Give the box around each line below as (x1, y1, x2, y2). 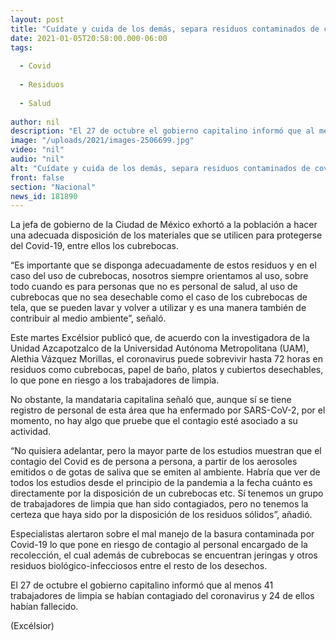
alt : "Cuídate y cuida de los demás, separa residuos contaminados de (10, 163, 311, 173)
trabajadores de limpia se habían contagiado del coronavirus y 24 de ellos (10, 590, 315, 602)
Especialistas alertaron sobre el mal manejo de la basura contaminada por (10, 528, 315, 540)
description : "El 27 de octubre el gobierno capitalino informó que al (10, 126, 315, 136)
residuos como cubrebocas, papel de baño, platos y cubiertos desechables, (10, 364, 324, 376)
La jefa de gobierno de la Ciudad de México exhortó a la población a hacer (10, 219, 318, 231)
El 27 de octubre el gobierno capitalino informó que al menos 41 (10, 579, 274, 591)
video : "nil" (10, 145, 65, 155)
